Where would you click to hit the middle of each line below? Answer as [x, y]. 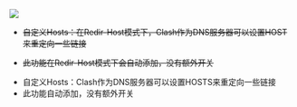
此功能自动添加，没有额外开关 [78, 93]
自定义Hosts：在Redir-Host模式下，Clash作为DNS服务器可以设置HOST [155, 32]
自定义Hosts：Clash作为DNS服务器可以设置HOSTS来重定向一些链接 [149, 82]
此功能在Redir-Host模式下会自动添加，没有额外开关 [118, 63]
